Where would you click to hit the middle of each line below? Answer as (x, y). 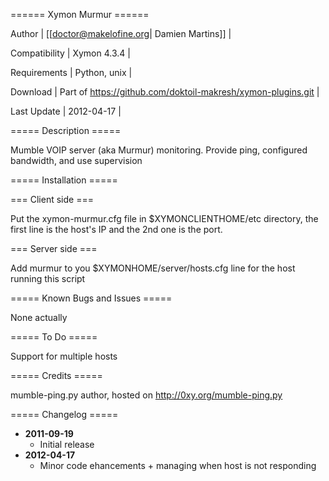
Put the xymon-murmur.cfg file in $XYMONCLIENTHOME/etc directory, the (164, 218)
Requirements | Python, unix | (71, 72)
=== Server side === (54, 248)
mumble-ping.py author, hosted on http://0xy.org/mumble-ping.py (146, 395)
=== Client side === (52, 199)
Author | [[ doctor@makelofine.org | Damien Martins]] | (121, 33)
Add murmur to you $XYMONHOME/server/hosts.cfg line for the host (153, 268)
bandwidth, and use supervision (76, 160)
